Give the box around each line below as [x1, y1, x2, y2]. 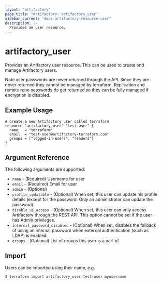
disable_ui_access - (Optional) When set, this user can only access [12, 207, 147, 213]
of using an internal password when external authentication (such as [12, 227, 149, 233]
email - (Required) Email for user [12, 181, 77, 187]
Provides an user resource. [9, 25, 66, 30]
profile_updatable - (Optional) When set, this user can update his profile [12, 191, 158, 197]
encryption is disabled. [5, 92, 51, 98]
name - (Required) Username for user [12, 176, 85, 182]
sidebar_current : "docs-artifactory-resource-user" [5, 16, 111, 21]
